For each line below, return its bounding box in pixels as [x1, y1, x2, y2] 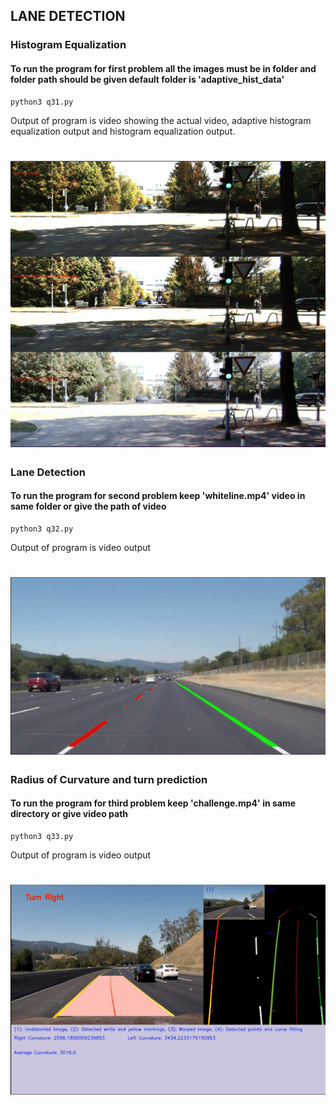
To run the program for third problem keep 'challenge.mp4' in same [10, 797, 297, 809]
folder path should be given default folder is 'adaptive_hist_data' [10, 73, 285, 85]
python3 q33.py [10, 831, 74, 841]
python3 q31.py [10, 97, 74, 107]
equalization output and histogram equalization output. [10, 125, 236, 137]
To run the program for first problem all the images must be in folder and [10, 62, 317, 74]
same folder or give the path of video [10, 500, 167, 513]
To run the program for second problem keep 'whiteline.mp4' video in [10, 490, 306, 502]
